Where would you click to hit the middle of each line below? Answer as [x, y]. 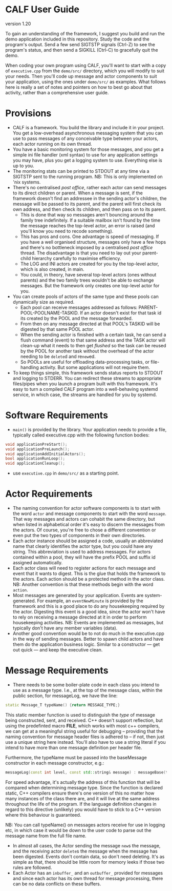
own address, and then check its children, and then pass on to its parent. [90, 209]
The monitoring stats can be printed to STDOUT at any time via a [81, 171]
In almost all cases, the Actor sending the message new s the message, [87, 845]
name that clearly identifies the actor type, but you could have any [83, 546]
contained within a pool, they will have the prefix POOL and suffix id [84, 557]
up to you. [23, 166]
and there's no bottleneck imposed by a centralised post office [87, 247]
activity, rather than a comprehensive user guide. [57, 92]
